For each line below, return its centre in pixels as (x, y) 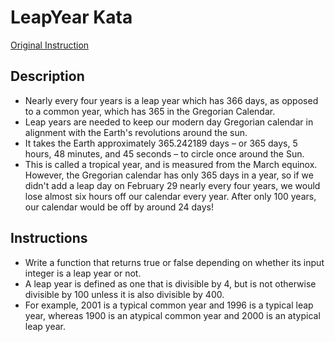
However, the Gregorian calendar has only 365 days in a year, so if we (169, 175)
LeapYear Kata (71, 17)
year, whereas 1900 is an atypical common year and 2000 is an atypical (172, 315)
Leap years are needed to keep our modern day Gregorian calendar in (169, 122)
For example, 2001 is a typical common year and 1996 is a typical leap (169, 305)
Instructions (49, 238)
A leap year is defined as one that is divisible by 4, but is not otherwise (170, 283)
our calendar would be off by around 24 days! (119, 207)
